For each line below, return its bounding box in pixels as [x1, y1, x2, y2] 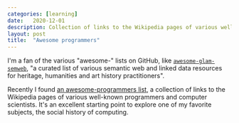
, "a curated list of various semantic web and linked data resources [26, 64, 223, 73]
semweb [7, 65, 27, 73]
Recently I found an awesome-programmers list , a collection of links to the [7, 85, 225, 94]
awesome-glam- [173, 58, 216, 65]
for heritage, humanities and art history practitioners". [7, 72, 165, 80]
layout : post [7, 30, 46, 38]
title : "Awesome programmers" [7, 37, 100, 44]
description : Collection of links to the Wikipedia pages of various [7, 23, 218, 31]
